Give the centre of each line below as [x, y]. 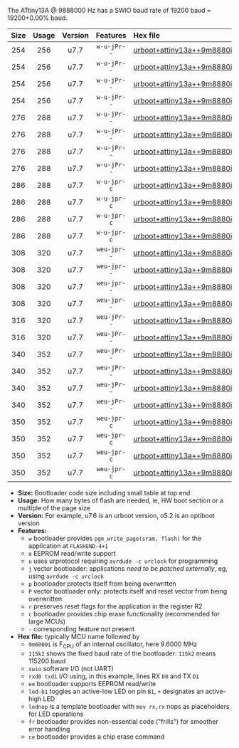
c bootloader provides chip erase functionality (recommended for [124, 614]
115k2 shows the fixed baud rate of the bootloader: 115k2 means [122, 653]
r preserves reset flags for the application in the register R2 [115, 606]
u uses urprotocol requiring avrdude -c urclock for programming [123, 561]
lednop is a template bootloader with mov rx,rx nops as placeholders [129, 706]
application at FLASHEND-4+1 [68, 546]
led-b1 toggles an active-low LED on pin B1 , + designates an [116, 691]
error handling [49, 729]
